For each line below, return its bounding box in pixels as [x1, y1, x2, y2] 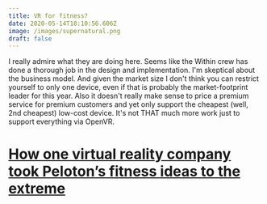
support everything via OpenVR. [8, 117, 115, 126]
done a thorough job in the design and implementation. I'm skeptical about [8, 66, 256, 75]
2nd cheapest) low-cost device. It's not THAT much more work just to [8, 108, 240, 118]
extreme [8, 180, 66, 198]
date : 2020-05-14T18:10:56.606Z [8, 19, 117, 28]
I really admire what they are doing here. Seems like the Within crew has [8, 57, 248, 66]
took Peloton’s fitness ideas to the [8, 163, 240, 181]
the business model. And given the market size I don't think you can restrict [8, 74, 260, 83]
